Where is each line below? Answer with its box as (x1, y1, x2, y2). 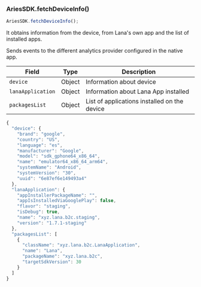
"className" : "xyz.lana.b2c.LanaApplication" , (22, 242, 141, 248)
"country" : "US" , (17, 136, 60, 142)
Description (121, 68, 156, 76)
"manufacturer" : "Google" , (17, 148, 84, 154)
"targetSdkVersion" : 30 (22, 259, 82, 265)
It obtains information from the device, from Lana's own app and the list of (6, 29, 190, 36)
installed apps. (6, 35, 42, 43)
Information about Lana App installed (86, 87, 190, 96)
